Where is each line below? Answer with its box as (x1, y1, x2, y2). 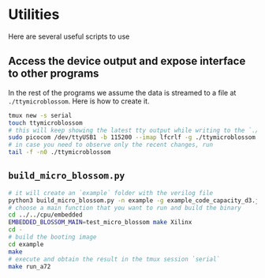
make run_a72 (8, 262, 51, 270)
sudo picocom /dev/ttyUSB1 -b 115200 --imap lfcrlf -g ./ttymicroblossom (8, 133, 256, 141)
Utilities (8, 6, 60, 24)
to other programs (8, 67, 99, 81)
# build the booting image (8, 233, 97, 242)
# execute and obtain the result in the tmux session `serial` (8, 255, 221, 263)
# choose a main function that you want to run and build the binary (8, 204, 242, 212)
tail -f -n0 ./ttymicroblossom (8, 148, 111, 156)
